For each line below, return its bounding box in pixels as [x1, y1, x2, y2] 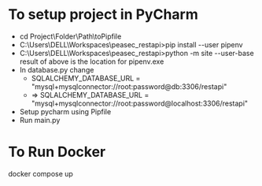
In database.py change [19, 65, 94, 74]
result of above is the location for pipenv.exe [19, 57, 164, 66]
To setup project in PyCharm [8, 6, 199, 24]
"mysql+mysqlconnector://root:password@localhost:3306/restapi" [31, 99, 249, 108]
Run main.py [19, 115, 61, 125]
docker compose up [8, 169, 73, 178]
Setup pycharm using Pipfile [19, 106, 112, 116]
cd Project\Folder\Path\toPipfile [19, 32, 122, 41]
